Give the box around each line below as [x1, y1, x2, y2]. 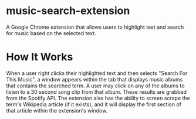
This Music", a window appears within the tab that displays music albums [6, 76, 183, 83]
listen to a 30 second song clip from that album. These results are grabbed [6, 88, 187, 95]
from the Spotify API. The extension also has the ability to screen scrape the [6, 94, 191, 101]
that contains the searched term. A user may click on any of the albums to [6, 82, 185, 89]
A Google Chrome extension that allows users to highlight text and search [6, 23, 184, 30]
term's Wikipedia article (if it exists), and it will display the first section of [6, 101, 182, 108]
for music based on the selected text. [6, 29, 96, 36]
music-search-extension [6, 4, 130, 18]
